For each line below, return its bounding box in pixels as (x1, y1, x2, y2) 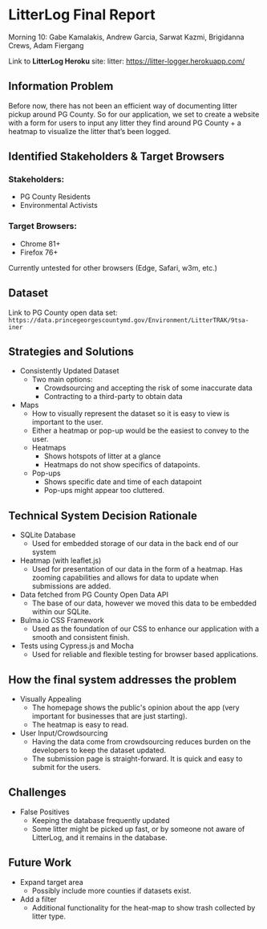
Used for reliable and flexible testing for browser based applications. (31, 650, 259, 659)
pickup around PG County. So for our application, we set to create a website (8, 109, 260, 119)
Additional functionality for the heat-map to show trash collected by (31, 903, 256, 912)
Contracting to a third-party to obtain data (43, 392, 183, 401)
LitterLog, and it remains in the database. (31, 833, 168, 842)
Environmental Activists (19, 201, 98, 210)
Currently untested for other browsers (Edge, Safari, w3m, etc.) (8, 263, 218, 272)
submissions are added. (31, 581, 111, 591)
